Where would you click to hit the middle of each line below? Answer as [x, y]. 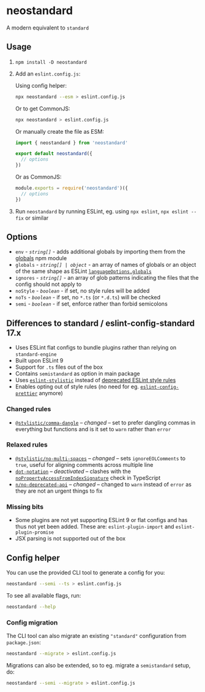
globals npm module [41, 258]
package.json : [24, 642]
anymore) [51, 393]
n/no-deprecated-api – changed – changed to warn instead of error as [103, 484]
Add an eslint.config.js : [48, 74]
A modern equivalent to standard [48, 28]
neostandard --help [31, 607]
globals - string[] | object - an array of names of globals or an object [106, 265]
